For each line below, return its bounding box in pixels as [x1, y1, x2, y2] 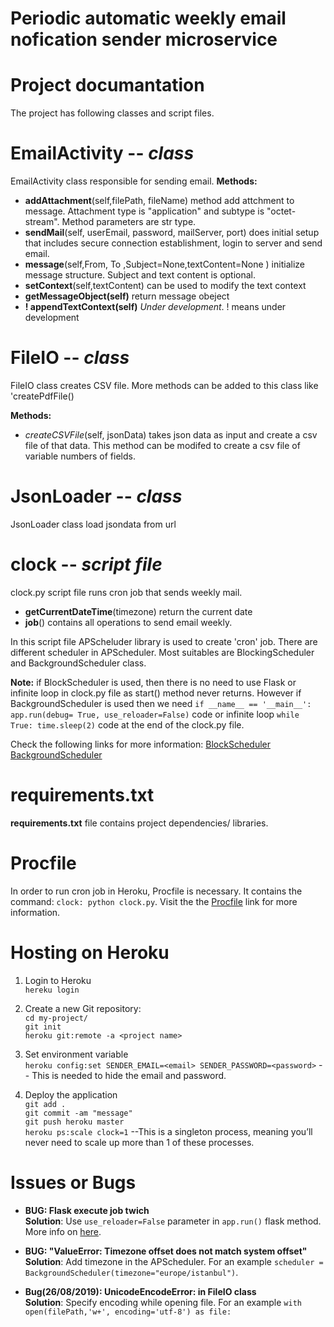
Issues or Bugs [10, 1171, 137, 1194]
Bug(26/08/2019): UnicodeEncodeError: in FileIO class [24, 1285, 257, 1297]
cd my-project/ [24, 1013, 89, 1023]
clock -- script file [10, 553, 163, 576]
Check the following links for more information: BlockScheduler [10, 738, 271, 750]
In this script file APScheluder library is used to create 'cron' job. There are [10, 635, 318, 647]
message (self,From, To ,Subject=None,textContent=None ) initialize [24, 258, 305, 271]
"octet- [266, 205, 297, 217]
